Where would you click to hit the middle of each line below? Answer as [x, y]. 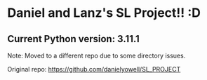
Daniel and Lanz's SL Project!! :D [104, 13]
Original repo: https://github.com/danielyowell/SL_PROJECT [94, 69]
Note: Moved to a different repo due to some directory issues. [96, 55]
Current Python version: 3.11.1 [74, 39]
